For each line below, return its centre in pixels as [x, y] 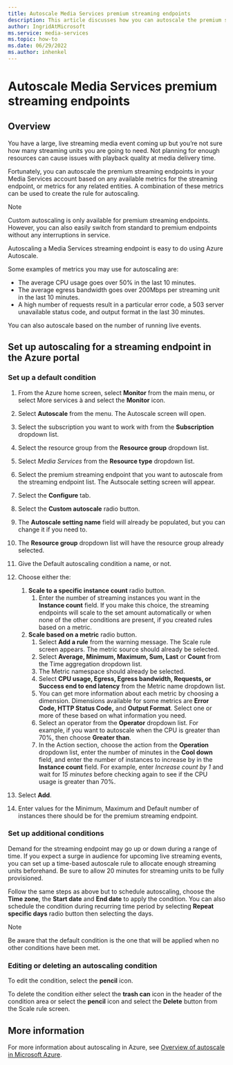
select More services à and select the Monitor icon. [91, 400]
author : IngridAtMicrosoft [47, 26]
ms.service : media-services [48, 33]
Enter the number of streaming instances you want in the [119, 598]
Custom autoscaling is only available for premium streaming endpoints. [109, 220]
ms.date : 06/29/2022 [38, 46]
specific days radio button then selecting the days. [81, 913]
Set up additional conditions [56, 833]
